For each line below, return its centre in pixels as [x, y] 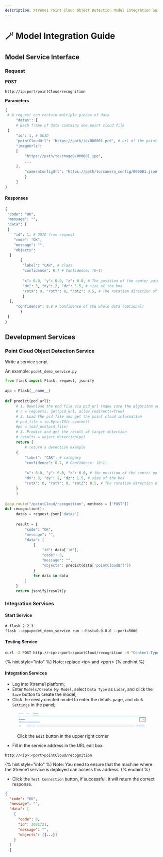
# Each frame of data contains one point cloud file [70, 126]
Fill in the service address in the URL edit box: [58, 745]
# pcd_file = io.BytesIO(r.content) [53, 422]
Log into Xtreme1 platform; [39, 684]
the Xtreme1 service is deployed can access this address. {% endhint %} [78, 769]
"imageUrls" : [29, 146]
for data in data [51, 576]
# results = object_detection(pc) [51, 437]
